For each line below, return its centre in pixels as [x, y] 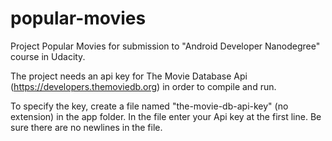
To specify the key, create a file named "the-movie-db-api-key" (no [149, 106]
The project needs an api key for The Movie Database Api [129, 76]
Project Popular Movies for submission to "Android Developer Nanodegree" [165, 46]
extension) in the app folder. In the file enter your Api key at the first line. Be [166, 116]
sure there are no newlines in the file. [86, 127]
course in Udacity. [48, 56]
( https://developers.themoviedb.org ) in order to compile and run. [143, 86]
